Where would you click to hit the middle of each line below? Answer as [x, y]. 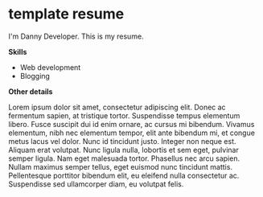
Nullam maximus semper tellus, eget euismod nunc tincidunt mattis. [121, 166]
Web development [50, 67]
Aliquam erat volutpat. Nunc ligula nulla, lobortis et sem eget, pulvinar [123, 150]
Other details [31, 91]
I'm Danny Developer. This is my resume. [76, 36]
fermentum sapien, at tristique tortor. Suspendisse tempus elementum [124, 115]
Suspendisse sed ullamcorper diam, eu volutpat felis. [96, 184]
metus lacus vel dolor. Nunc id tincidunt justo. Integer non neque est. [122, 141]
